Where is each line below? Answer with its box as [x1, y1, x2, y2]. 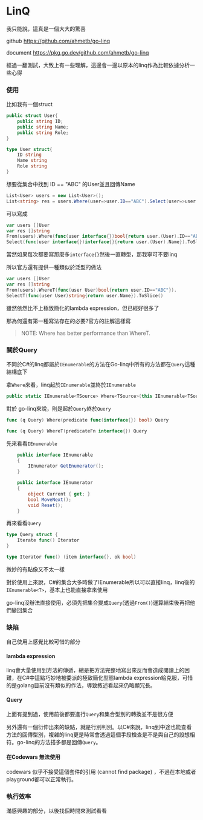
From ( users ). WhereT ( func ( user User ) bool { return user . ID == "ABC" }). [6, 287, 177, 293]
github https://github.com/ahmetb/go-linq [6, 37, 111, 44]
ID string [17, 152, 42, 158]
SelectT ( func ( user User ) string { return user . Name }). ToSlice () [6, 292, 164, 298]
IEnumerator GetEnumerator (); [28, 463, 104, 469]
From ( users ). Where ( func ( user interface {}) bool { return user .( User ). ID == [6, 234, 190, 240]
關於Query [6, 346, 38, 354]
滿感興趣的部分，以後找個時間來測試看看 [6, 807, 107, 815]
